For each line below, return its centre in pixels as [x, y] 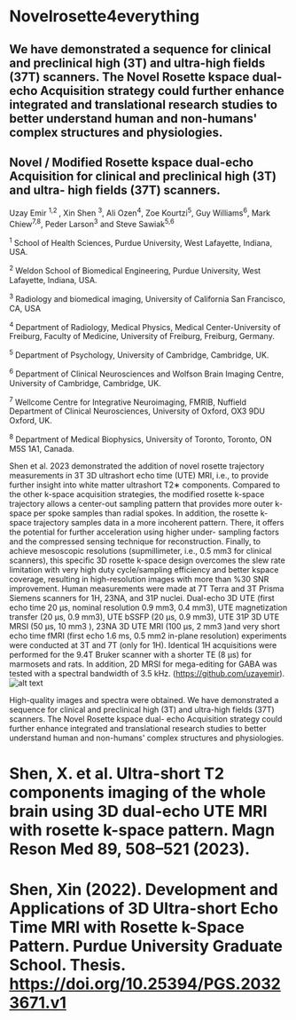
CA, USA [25, 308]
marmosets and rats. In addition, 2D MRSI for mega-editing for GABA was [143, 664]
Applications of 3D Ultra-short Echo [144, 909]
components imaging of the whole [138, 793]
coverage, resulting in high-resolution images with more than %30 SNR [139, 579]
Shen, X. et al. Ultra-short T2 [117, 774]
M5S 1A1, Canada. [42, 448]
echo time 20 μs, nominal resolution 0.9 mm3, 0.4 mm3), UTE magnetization [148, 607]
